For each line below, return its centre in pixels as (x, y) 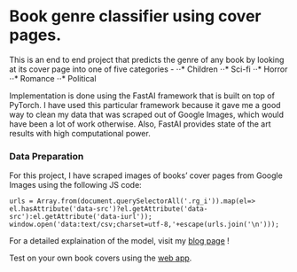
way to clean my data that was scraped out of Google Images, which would (147, 114)
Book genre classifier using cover (135, 16)
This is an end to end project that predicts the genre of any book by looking (147, 59)
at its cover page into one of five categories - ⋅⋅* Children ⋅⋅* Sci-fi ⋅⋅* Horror (148, 69)
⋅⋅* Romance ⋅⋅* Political (53, 78)
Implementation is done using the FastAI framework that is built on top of (142, 96)
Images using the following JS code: (75, 185)
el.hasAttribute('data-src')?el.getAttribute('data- (109, 209)
